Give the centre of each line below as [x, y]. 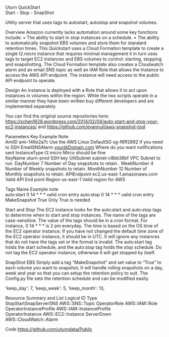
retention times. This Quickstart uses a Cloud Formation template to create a [84, 48]
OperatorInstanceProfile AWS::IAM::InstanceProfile [58, 309]
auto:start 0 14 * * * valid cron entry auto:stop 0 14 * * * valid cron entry [80, 194]
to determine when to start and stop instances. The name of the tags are [81, 215]
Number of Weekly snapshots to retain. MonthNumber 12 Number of [76, 169]
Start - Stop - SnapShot [30, 13]
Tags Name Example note [32, 189]
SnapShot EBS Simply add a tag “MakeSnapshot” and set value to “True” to [83, 262]
